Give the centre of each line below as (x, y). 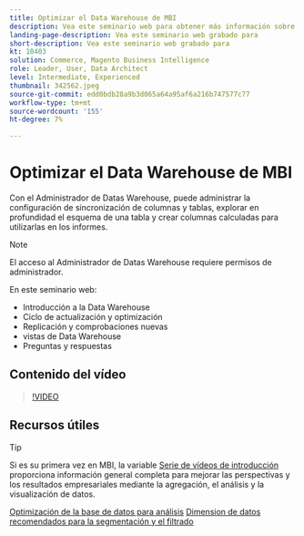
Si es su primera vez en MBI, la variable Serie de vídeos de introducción (144, 465)
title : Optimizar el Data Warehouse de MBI (93, 18)
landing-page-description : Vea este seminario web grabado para (134, 35)
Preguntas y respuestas (67, 346)
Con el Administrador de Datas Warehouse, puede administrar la (130, 198)
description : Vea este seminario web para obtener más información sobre (152, 26)
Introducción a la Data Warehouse (86, 307)
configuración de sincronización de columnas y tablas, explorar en (134, 208)
